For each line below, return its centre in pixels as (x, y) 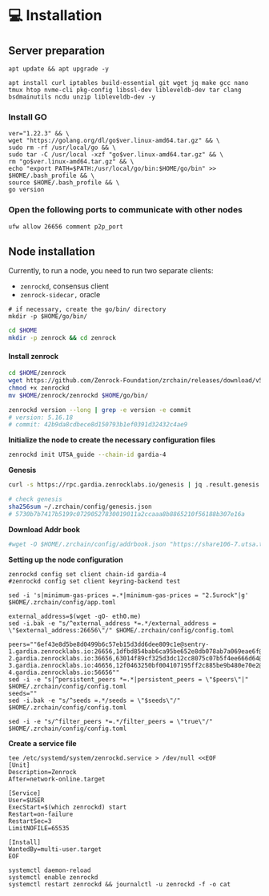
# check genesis (35, 499)
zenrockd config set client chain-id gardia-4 (87, 574)
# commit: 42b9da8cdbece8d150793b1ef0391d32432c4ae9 (98, 425)
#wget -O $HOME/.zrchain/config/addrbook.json (87, 544)
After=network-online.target (57, 779)
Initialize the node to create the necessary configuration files (112, 440)
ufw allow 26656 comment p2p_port (66, 226)
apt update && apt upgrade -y (59, 69)
